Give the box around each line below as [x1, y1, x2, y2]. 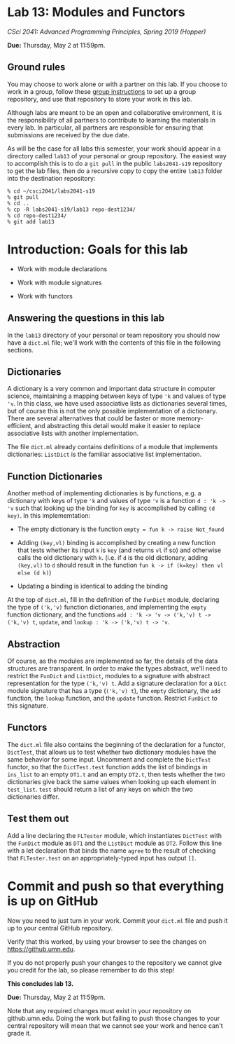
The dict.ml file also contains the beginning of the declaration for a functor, [7, 740, 226, 748]
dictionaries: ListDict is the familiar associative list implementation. [7, 450, 202, 459]
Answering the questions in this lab [7, 312, 165, 324]
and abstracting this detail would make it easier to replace [34, 422, 201, 430]
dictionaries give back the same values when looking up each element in [7, 777, 217, 785]
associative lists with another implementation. [7, 429, 138, 438]
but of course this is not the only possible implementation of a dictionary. [7, 407, 218, 415]
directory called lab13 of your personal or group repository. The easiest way [7, 151, 227, 160]
